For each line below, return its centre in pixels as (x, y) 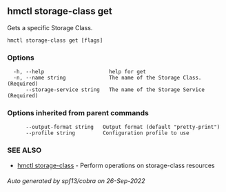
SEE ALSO (24, 150)
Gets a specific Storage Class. (50, 27)
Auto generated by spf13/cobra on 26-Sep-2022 (76, 181)
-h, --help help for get (80, 72)
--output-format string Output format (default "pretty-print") (123, 127)
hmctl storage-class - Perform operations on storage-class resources (116, 165)
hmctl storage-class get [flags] (55, 40)
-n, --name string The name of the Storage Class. (107, 78)
